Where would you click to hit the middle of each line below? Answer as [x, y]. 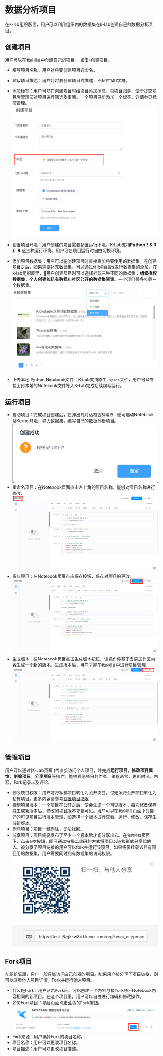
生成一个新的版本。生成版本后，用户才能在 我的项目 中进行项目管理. [81, 665]
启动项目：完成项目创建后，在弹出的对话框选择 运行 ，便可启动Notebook [83, 415]
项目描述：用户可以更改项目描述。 [46, 1049]
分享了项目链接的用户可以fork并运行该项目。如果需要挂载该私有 [89, 847]
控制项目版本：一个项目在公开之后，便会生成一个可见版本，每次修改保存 [84, 805]
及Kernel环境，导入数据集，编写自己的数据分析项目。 [65, 421]
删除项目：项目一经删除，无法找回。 [48, 829]
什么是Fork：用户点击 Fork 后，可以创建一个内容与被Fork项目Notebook [82, 990]
